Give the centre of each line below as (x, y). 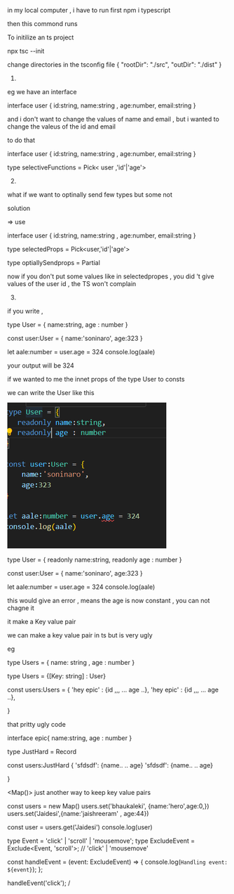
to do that (21, 140)
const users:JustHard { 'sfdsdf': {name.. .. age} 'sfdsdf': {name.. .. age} (110, 765)
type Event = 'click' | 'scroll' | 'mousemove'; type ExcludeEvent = (101, 841)
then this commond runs (43, 24)
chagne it (21, 608)
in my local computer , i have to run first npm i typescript (89, 10)
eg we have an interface (42, 92)
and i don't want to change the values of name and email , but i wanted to (113, 119)
